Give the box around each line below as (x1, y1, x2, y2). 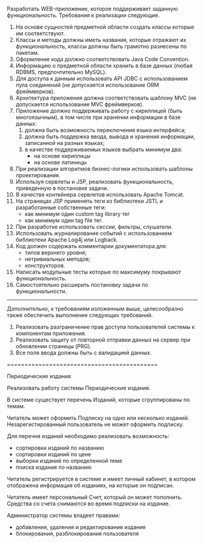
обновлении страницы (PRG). (15, 343, 92, 349)
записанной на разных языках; (24, 140, 105, 146)
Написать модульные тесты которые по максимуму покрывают (15, 268, 181, 275)
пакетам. (15, 49, 39, 56)
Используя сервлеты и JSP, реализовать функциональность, (15, 178, 174, 185)
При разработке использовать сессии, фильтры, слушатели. (15, 223, 173, 230)
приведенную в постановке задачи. (15, 184, 108, 192)
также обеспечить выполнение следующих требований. (7, 312, 153, 319)
